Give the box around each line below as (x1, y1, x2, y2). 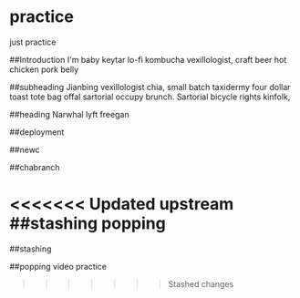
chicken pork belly (9, 64, 79, 75)
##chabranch (9, 161, 61, 172)
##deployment (9, 126, 65, 138)
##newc (9, 144, 41, 155)
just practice (9, 36, 57, 47)
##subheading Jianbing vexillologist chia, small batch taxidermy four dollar (9, 81, 291, 92)
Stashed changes (168, 278, 234, 289)
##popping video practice (9, 261, 108, 272)
